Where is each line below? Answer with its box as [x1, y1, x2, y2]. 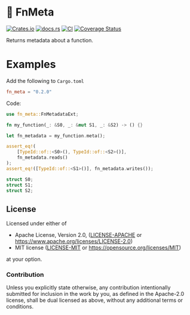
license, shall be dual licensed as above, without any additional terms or [6, 297, 183, 304]
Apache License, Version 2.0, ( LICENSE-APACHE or [14, 231, 142, 239]
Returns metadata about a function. [6, 36, 94, 44]
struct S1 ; [6, 182, 33, 188]
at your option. [6, 256, 42, 263]
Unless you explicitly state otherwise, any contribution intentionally [6, 284, 171, 291]
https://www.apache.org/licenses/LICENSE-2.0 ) [14, 238, 133, 245]
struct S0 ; [6, 176, 33, 183]
